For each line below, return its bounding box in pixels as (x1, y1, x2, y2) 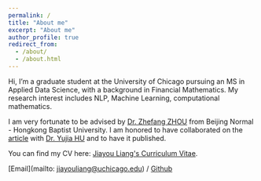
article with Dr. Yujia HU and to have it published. (8, 133, 167, 143)
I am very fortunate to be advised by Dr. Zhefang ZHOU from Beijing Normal (8, 117, 254, 126)
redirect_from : (8, 41, 58, 49)
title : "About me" (8, 19, 68, 27)
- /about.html (15, 56, 61, 63)
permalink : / (8, 11, 51, 20)
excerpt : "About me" (8, 26, 76, 34)
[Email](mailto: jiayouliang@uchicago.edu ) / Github (8, 164, 173, 173)
